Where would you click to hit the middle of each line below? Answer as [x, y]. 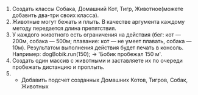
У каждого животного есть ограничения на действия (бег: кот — [96, 35]
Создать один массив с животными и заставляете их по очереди [97, 61]
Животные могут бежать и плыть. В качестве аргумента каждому [98, 22]
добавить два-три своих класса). [55, 15]
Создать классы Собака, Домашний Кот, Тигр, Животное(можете [98, 9]
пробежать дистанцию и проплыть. [58, 67]
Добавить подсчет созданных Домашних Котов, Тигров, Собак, [104, 80]
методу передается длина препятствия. [64, 28]
